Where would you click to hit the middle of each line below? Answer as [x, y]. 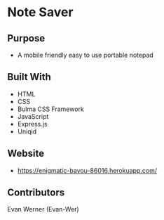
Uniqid [27, 131]
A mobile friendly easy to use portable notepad [86, 55]
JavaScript [33, 116]
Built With [29, 77]
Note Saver [40, 12]
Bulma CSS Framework [50, 109]
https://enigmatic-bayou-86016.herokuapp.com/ [87, 170]
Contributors [36, 193]
